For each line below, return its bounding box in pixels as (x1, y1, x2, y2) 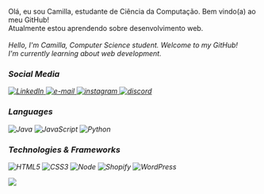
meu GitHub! (8, 15, 50, 25)
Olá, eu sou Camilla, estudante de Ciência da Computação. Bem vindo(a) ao (8, 7, 256, 16)
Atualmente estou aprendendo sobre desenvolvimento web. (8, 24, 204, 32)
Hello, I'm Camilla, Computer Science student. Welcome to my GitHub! (8, 40, 239, 50)
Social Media (8, 68, 60, 79)
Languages (8, 106, 53, 117)
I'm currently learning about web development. (8, 49, 162, 58)
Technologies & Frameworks (8, 144, 121, 155)
